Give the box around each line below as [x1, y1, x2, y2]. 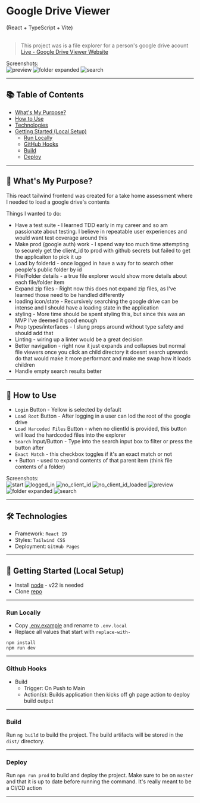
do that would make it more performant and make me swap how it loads [14, 354, 192, 362]
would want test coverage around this [14, 234, 108, 241]
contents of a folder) [14, 463, 65, 470]
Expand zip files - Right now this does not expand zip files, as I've [14, 285, 177, 292]
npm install [6, 640, 36, 646]
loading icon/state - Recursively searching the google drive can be [14, 298, 179, 305]
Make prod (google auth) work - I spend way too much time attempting [14, 240, 189, 247]
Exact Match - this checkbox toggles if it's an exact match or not [14, 450, 173, 458]
